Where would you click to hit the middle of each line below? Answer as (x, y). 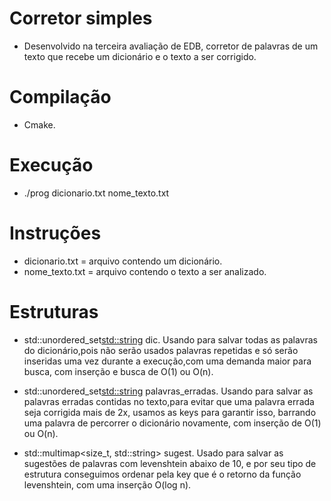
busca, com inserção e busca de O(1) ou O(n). (118, 371)
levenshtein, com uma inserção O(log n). (107, 484)
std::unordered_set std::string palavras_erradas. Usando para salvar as (168, 391)
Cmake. (39, 124)
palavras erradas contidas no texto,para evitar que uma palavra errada (169, 401)
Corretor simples (81, 18)
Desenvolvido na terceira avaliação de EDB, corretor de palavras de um (171, 46)
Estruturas (54, 311)
